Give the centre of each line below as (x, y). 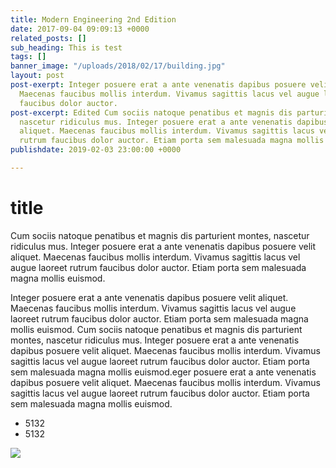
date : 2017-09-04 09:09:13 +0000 (80, 29)
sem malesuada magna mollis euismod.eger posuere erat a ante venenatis (163, 372)
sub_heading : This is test (66, 47)
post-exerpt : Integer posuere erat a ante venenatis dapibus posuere (158, 85)
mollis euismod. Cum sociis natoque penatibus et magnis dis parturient (156, 329)
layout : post (37, 76)
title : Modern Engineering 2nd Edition (93, 19)
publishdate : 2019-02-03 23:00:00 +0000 (96, 150)
